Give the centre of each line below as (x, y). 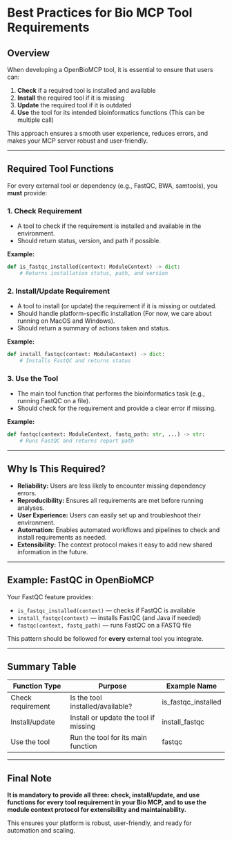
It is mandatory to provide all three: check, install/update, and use (104, 795)
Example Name (192, 686)
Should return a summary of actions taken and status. (94, 328)
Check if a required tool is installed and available (86, 90)
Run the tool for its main (108, 738)
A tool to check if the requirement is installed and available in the (109, 226)
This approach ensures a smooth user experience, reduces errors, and (108, 133)
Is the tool (86, 698)
